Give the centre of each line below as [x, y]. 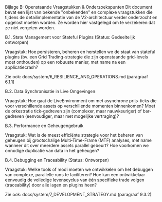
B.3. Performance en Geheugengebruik [44, 126]
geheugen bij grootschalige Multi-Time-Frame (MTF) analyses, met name [78, 140]
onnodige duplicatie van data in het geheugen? [52, 151]
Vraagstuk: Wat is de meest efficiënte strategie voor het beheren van [74, 135]
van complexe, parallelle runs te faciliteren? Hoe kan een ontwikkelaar [75, 174]
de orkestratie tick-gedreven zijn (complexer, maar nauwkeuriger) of [73, 111]
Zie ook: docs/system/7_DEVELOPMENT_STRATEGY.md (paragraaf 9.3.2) [78, 194]
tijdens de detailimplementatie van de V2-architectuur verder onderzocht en [81, 17]
